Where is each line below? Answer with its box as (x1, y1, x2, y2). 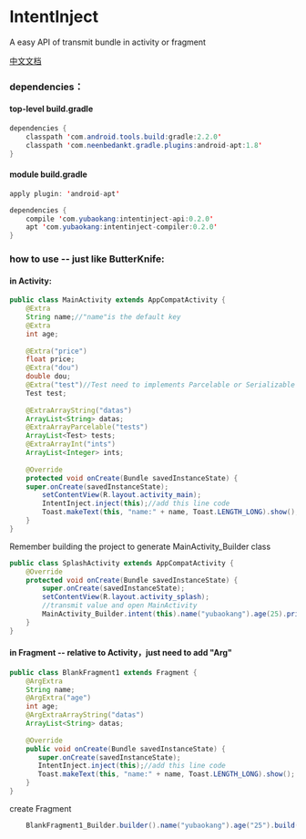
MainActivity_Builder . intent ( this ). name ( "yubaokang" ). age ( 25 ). (42, 609, 287, 619)
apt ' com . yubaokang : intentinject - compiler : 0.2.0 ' (25, 223, 219, 232)
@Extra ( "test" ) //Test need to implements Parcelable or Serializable (25, 380, 296, 389)
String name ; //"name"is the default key (25, 313, 181, 322)
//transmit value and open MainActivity (42, 601, 198, 610)
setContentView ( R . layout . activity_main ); (42, 491, 202, 500)
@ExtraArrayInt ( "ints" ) (25, 440, 117, 449)
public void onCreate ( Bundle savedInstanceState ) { (25, 744, 226, 753)
